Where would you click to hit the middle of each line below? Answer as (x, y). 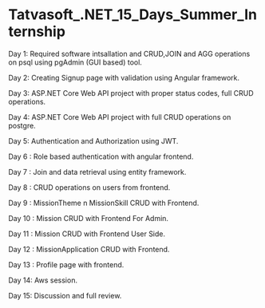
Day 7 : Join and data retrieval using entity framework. (97, 172)
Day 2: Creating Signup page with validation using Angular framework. (124, 77)
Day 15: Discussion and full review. (65, 295)
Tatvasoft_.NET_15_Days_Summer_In (133, 15)
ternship (37, 32)
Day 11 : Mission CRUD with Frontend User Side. (87, 234)
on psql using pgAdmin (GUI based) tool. (75, 62)
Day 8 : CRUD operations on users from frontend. (89, 187)
